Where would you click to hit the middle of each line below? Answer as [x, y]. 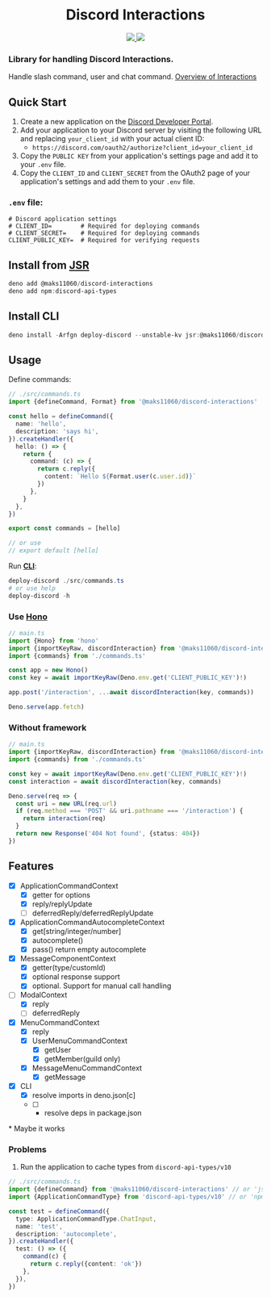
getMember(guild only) [82, 1058]
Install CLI [34, 316]
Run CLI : [23, 566]
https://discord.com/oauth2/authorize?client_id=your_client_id [142, 148]
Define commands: [40, 379]
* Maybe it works [37, 1128]
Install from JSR [49, 265]
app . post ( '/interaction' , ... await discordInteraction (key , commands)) [131, 693]
